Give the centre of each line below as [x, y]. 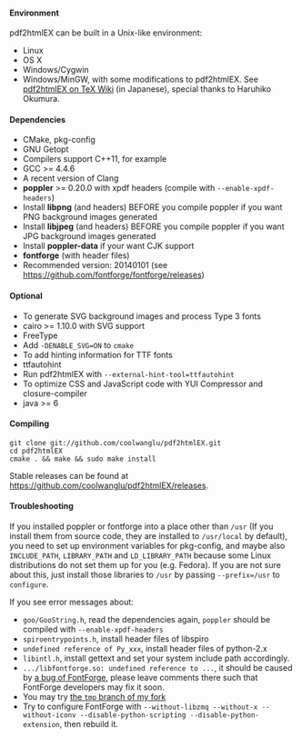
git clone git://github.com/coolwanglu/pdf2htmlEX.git [116, 443]
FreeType [40, 335]
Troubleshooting [42, 506]
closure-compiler [55, 393]
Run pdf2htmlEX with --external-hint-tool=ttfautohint [128, 374]
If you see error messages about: [71, 602]
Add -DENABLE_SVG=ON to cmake [78, 344]
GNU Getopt [45, 149]
